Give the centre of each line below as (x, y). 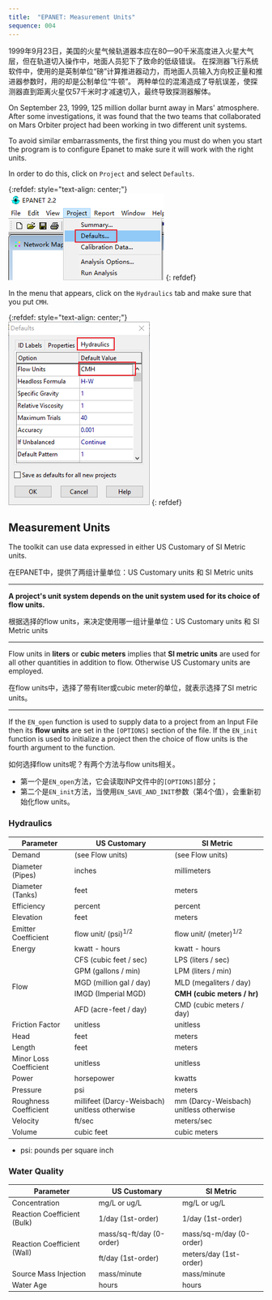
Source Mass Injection (49, 1273)
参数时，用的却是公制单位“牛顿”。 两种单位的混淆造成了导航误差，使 (136, 81)
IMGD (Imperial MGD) (110, 994)
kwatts (185, 1079)
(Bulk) (22, 1223)
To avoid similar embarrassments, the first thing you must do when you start (136, 140)
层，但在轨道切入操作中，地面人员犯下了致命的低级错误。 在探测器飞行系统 (134, 61)
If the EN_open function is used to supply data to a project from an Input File (134, 722)
